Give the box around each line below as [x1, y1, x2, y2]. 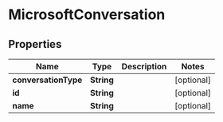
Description [121, 61, 167, 72]
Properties [8, 37, 62, 51]
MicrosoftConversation [8, 6, 166, 24]
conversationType [12, 74, 83, 85]
